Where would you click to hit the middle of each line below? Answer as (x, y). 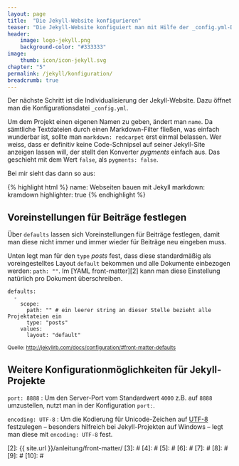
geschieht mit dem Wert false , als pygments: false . (83, 160)
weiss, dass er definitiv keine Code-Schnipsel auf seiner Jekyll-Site (106, 145)
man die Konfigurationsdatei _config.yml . (68, 108)
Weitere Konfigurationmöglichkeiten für (98, 369)
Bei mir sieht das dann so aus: (52, 174)
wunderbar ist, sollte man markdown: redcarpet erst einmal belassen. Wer (115, 137)
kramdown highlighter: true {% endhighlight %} (76, 195)
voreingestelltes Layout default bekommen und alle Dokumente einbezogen (119, 264)
